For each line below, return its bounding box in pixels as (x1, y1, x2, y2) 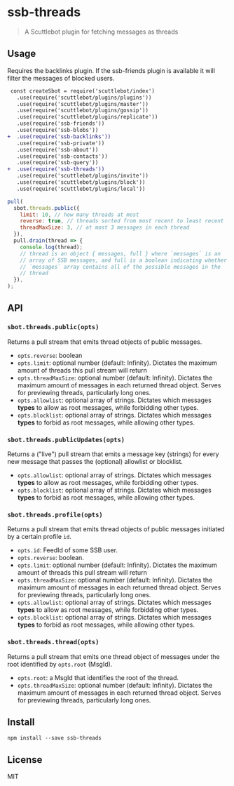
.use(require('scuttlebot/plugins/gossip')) (16, 107, 149, 114)
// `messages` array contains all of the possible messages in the (20, 263, 221, 270)
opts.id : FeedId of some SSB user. (17, 546, 118, 554)
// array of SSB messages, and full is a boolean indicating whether (20, 257, 228, 264)
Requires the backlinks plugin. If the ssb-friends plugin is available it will (7, 66, 216, 74)
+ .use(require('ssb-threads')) (7, 166, 105, 173)
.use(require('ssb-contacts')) (16, 152, 109, 160)
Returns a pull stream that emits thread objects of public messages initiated (7, 525, 226, 533)
